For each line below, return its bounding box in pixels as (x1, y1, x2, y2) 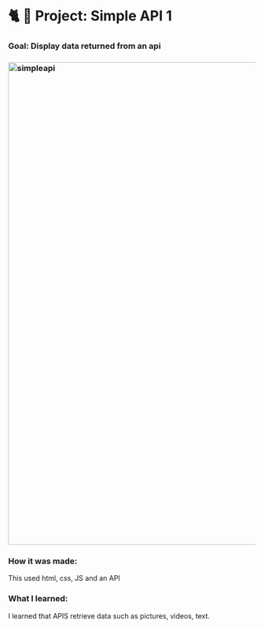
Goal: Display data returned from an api (8, 41, 161, 52)
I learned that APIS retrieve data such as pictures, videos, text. (8, 611, 211, 620)
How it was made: (8, 556, 78, 567)
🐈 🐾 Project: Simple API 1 (8, 7, 173, 25)
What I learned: (8, 593, 68, 604)
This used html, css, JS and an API (8, 574, 120, 583)
